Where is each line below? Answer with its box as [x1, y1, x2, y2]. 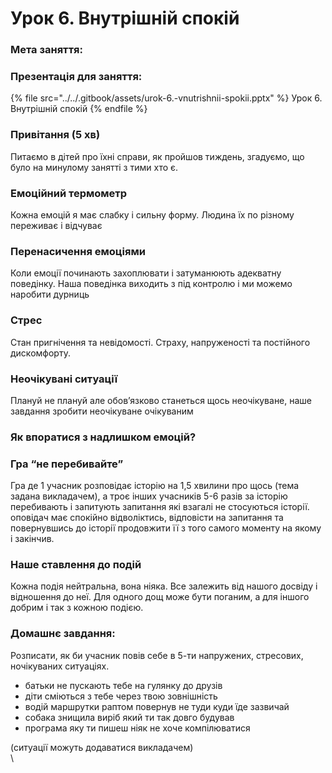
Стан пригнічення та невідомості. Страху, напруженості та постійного [10, 336, 311, 348]
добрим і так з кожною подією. [10, 602, 144, 614]
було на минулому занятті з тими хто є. [10, 161, 179, 173]
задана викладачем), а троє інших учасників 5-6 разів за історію [10, 490, 288, 502]
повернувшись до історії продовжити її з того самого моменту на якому [10, 522, 322, 534]
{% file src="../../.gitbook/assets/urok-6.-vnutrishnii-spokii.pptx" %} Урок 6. [10, 92, 323, 104]
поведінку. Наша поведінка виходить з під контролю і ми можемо [10, 278, 293, 290]
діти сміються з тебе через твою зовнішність [24, 690, 218, 702]
